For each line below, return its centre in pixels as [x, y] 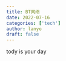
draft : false [23, 34]
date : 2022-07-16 [28, 18]
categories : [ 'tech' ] [34, 23]
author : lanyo [24, 29]
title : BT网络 [23, 12]
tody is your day [26, 51]
